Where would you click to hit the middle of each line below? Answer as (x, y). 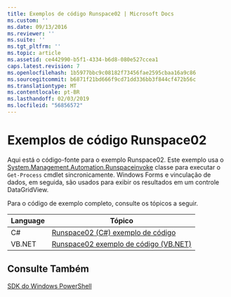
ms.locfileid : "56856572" (45, 106)
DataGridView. (28, 189)
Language (28, 220)
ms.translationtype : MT (42, 86)
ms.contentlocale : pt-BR (44, 92)
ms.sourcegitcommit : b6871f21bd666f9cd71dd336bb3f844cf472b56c (102, 79)
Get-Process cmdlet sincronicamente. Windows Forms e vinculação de (109, 175)
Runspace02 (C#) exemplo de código (114, 232)
